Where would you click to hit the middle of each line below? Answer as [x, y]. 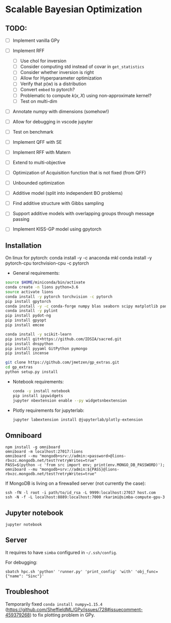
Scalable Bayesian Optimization [74, 9]
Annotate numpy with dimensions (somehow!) [61, 111]
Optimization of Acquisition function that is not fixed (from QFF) [79, 173]
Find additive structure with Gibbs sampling [58, 203]
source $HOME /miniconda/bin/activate [45, 282]
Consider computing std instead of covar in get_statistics [82, 67]
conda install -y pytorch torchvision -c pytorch [59, 297]
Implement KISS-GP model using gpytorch [57, 229]
